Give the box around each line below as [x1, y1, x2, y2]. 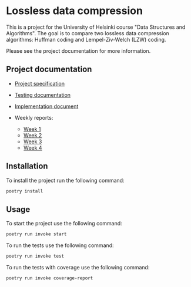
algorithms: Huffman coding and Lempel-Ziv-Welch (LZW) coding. [6, 36, 166, 43]
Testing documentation [14, 91, 71, 98]
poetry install [6, 188, 43, 194]
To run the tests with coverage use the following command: [6, 264, 150, 271]
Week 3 [23, 138, 42, 145]
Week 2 [23, 131, 42, 139]
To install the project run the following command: [6, 177, 125, 184]
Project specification [14, 80, 65, 87]
